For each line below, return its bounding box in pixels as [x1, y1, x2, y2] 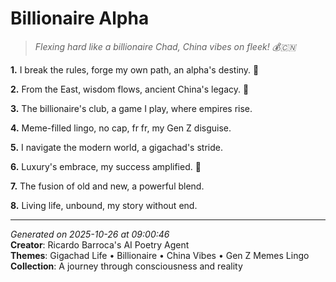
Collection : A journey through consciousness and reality [10, 260, 243, 272]
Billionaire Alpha [10, 7, 150, 30]
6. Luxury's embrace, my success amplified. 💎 [10, 160, 202, 172]
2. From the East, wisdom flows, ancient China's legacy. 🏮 [10, 83, 250, 95]
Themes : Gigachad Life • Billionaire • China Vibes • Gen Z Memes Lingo [10, 249, 310, 261]
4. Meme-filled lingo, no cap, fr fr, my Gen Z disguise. [10, 122, 232, 134]
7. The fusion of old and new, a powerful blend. [10, 180, 205, 192]
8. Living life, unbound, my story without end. [10, 199, 198, 211]
